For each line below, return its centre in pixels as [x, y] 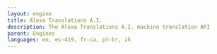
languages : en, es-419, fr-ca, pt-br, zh [69, 40]
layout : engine [30, 14]
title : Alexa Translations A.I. [55, 20]
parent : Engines [31, 33]
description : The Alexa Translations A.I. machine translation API [109, 27]
